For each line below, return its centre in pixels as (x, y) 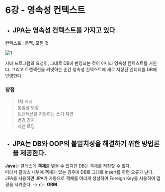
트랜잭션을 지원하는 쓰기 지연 (45, 114)
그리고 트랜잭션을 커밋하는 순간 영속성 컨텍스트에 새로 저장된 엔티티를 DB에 (84, 69)
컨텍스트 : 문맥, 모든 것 (27, 43)
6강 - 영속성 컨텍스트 (45, 10)
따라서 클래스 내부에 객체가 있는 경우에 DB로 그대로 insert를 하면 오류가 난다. (80, 172)
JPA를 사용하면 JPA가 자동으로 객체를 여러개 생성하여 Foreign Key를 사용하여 (80, 178)
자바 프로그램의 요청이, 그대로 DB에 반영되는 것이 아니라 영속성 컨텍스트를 (77, 63)
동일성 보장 (28, 108)
